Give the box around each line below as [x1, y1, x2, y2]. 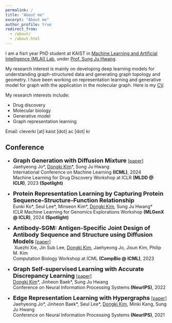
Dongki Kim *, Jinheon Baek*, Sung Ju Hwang [12, 278, 109, 285]
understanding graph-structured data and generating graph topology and [5, 71, 161, 77]
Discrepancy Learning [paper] [12, 272, 92, 279]
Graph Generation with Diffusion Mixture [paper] [12, 157, 144, 164]
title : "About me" [5, 12, 45, 17]
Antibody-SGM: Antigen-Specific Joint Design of [12, 224, 150, 232]
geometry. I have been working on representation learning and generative [5, 77, 161, 83]
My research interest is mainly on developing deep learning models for [5, 65, 155, 72]
